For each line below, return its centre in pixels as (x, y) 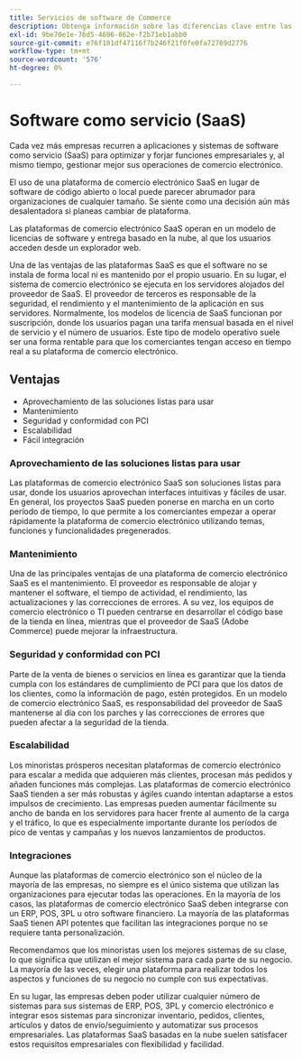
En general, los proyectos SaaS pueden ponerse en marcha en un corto (142, 501)
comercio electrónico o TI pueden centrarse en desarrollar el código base (146, 612)
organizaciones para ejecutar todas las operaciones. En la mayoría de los (145, 895)
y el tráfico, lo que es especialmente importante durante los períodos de (143, 823)
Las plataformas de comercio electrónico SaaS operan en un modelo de (143, 228)
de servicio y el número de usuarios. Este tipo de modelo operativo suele (145, 332)
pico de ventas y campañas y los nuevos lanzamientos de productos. (137, 832)
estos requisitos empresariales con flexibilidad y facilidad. (117, 1044)
